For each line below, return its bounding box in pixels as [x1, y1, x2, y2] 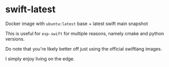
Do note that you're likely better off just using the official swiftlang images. [5, 46, 162, 52]
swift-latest [5, 4, 56, 15]
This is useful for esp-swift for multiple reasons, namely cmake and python [5, 30, 164, 36]
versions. [5, 36, 25, 42]
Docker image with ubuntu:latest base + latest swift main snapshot [5, 20, 149, 27]
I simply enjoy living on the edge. [5, 55, 75, 62]
